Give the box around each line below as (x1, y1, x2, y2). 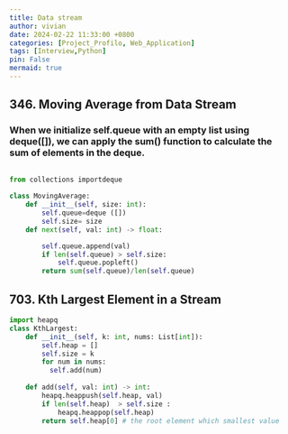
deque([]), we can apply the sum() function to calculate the (9, 135, 273, 148)
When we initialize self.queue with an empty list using (9, 124, 250, 136)
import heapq (9, 316, 58, 325)
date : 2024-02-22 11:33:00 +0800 (9, 30, 135, 39)
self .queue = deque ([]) (41, 208, 127, 217)
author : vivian (9, 22, 67, 31)
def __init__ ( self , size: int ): (25, 200, 147, 209)
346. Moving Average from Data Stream (9, 97, 237, 113)
